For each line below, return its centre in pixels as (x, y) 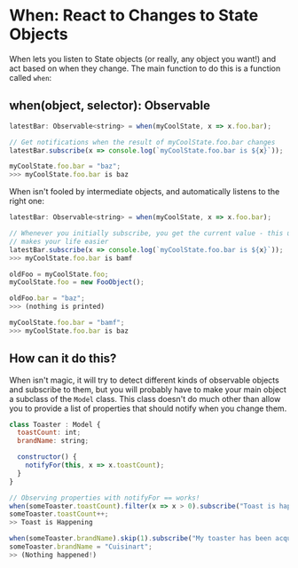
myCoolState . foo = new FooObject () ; (77, 282)
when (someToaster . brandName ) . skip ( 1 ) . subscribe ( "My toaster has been (141, 539)
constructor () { (47, 457)
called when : (31, 77)
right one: (27, 201)
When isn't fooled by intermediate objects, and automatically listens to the (145, 192)
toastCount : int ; (49, 433)
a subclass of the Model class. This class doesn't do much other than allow (145, 398)
